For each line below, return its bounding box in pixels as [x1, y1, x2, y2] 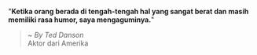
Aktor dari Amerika [27, 38, 89, 48]
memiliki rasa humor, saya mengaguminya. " [8, 15, 155, 24]
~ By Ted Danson [27, 31, 84, 39]
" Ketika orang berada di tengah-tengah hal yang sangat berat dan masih [8, 7, 249, 16]
